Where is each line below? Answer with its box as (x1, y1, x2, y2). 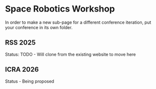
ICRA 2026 (5, 65, 39, 74)
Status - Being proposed (5, 78, 55, 84)
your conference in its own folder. (5, 24, 73, 30)
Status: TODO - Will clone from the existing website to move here (5, 51, 136, 57)
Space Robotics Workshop (5, 3, 115, 15)
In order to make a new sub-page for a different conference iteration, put (5, 19, 152, 25)
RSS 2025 (5, 39, 36, 47)
